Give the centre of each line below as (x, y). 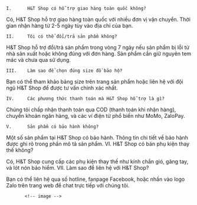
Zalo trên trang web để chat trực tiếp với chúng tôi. (68, 185)
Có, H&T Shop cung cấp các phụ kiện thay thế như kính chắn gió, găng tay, (97, 161)
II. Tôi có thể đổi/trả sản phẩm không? (62, 37)
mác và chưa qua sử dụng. (38, 60)
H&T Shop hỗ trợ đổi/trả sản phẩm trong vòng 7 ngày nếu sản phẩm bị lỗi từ (98, 47)
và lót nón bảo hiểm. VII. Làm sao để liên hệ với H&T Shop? (78, 168)
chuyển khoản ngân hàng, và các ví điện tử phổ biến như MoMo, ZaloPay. (96, 116)
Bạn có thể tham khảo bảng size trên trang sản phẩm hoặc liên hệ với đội (95, 82)
